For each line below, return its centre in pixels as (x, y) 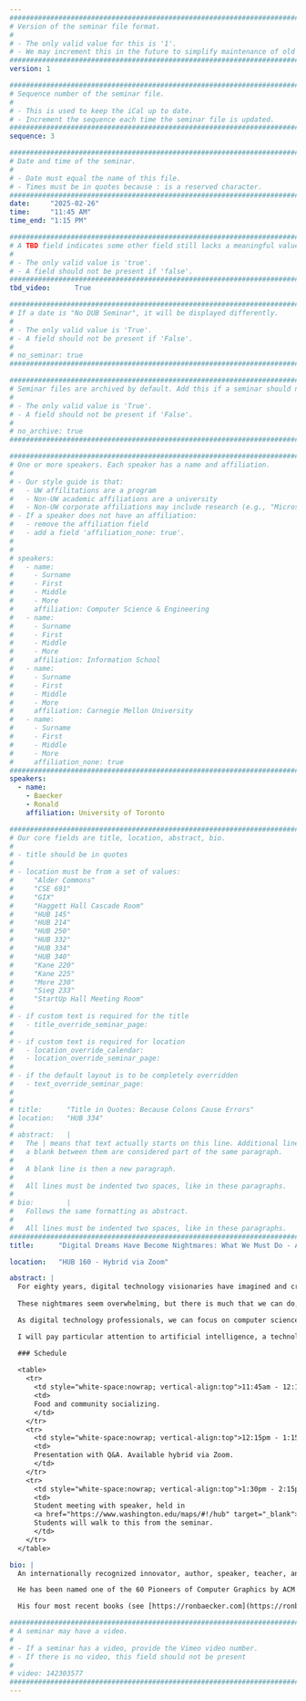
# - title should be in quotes (69, 855)
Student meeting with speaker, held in (109, 1506)
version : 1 (30, 69)
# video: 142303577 (46, 1674)
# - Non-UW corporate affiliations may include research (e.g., (138, 508)
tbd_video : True (51, 289)
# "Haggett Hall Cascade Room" (77, 906)
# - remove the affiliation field (79, 525)
